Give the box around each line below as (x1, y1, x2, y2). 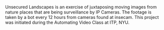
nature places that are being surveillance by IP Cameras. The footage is (5, 9, 152, 15)
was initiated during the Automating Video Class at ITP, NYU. (5, 19, 130, 25)
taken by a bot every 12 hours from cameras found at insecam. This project (5, 15, 159, 20)
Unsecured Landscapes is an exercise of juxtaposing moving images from (5, 4, 157, 10)
